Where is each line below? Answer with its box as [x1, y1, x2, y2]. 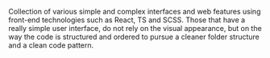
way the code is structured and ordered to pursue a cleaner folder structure [8, 32, 260, 41]
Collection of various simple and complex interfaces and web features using [8, 7, 261, 16]
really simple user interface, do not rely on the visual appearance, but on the [8, 24, 262, 33]
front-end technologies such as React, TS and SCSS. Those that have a [8, 15, 246, 25]
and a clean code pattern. [8, 41, 94, 50]
